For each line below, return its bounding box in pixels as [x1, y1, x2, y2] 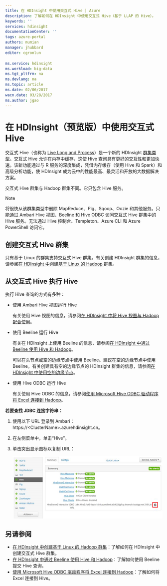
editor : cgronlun [5, 50, 41, 55]
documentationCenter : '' [5, 29, 57, 35]
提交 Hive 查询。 [12, 563, 46, 569]
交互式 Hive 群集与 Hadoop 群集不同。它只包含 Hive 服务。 [5, 185, 126, 191]
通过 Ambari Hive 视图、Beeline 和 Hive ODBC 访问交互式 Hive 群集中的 [9, 212, 157, 218]
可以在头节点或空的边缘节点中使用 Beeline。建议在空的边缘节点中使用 [12, 357, 156, 363]
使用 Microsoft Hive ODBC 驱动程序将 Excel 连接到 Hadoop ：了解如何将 [12, 569, 160, 575]
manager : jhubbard [5, 45, 43, 50]
